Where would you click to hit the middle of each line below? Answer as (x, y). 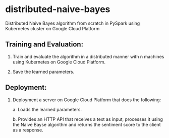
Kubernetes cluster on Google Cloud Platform (52, 28)
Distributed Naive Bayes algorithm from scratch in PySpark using (73, 23)
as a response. (28, 130)
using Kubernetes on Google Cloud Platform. (59, 62)
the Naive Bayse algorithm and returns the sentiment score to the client (87, 124)
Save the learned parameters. (43, 72)
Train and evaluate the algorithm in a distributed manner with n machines (88, 56)
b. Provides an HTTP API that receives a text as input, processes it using (88, 119)
